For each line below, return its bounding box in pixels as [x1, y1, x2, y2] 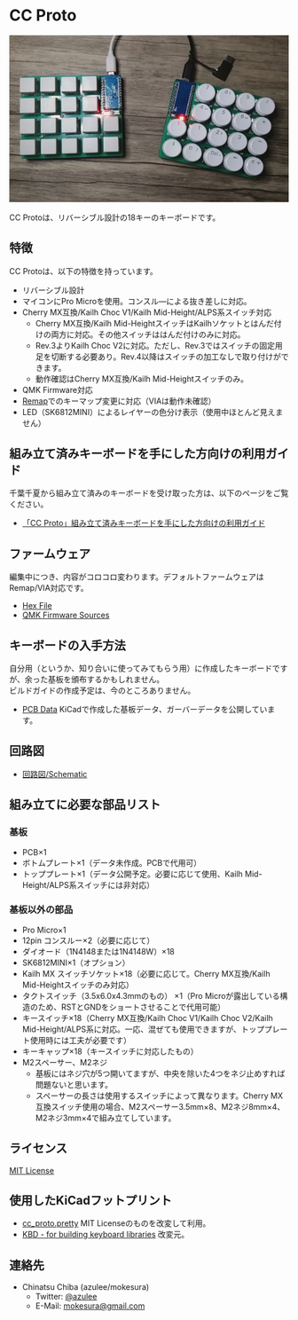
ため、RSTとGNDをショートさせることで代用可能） [37, 1002, 226, 1012]
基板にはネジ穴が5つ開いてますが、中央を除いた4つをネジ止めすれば [35, 1068, 286, 1079]
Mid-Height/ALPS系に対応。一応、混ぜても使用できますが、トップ [21, 1024, 264, 1034]
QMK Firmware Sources [21, 609, 110, 621]
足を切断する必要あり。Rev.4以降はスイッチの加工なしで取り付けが [35, 351, 281, 362]
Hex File [21, 601, 52, 611]
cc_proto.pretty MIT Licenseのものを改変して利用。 [21, 1218, 211, 1229]
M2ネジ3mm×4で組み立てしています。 [35, 1112, 176, 1123]
